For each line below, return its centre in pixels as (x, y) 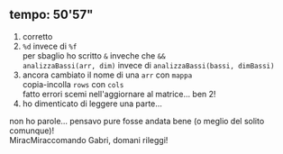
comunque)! (32, 131)
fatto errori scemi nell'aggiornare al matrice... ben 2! (119, 94)
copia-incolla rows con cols (73, 84)
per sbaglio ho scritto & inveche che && (94, 55)
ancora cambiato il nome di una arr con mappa (107, 75)
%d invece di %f (50, 46)
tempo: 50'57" (51, 15)
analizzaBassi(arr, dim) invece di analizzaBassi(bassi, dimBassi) (148, 65)
